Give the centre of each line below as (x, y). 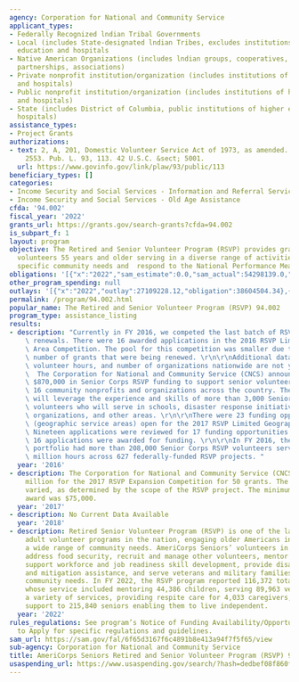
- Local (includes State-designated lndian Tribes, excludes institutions (151, 42)
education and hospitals (63, 51)
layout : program (39, 242)
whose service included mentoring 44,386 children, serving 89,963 (153, 589)
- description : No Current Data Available (89, 515)
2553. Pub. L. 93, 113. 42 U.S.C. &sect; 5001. (115, 158)
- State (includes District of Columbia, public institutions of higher (147, 109)
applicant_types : (41, 26)
